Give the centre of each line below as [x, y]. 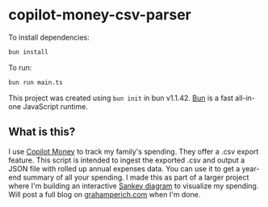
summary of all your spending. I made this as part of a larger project [136, 177]
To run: [20, 67]
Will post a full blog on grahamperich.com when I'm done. [105, 194]
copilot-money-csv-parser [100, 15]
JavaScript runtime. [56, 106]
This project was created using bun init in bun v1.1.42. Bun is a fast [121, 98]
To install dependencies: [49, 37]
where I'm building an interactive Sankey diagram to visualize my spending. [134, 186]
